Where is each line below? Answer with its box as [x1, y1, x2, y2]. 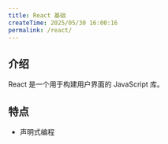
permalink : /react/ [8, 26, 73, 34]
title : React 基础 [8, 11, 66, 20]
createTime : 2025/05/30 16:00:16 [8, 19, 118, 27]
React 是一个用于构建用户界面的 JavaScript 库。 [8, 79, 164, 89]
